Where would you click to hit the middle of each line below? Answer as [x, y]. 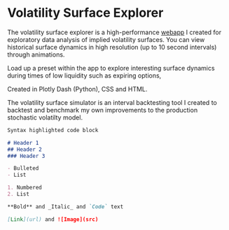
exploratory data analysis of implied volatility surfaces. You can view [106, 39]
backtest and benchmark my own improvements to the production [103, 110]
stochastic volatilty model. [45, 117]
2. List [19, 194]
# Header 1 [23, 143]
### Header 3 [26, 156]
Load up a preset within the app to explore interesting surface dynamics [111, 68]
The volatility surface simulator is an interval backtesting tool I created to [112, 102]
